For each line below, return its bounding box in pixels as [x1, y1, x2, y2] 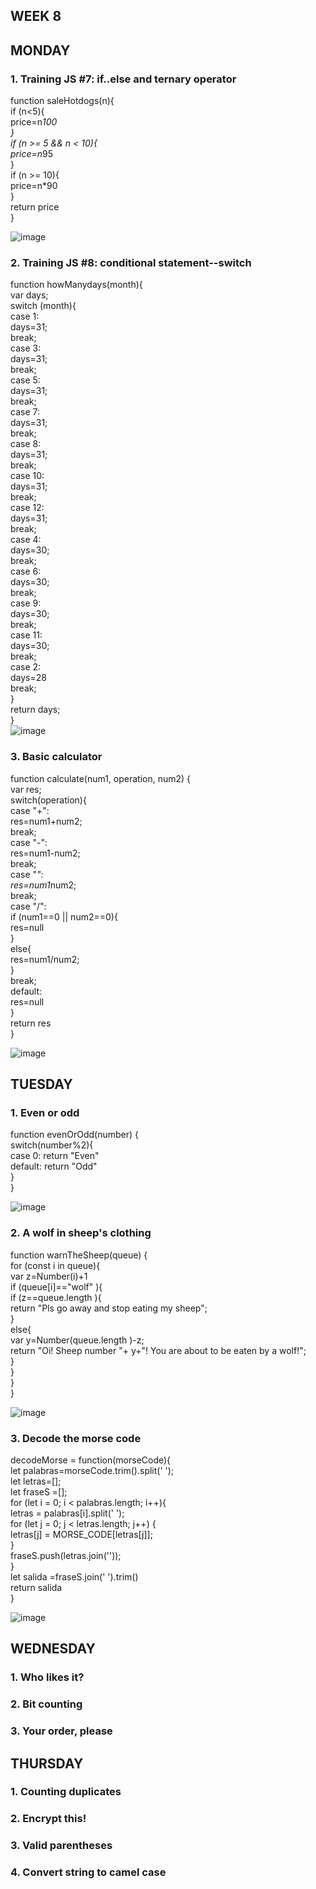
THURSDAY [10, 1755, 84, 1772]
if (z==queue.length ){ [10, 1291, 102, 1303]
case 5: [10, 374, 41, 386]
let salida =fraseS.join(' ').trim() [10, 1570, 139, 1583]
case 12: [10, 502, 45, 514]
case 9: [10, 597, 42, 609]
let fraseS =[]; [10, 1485, 68, 1498]
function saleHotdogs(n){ [10, 95, 115, 107]
